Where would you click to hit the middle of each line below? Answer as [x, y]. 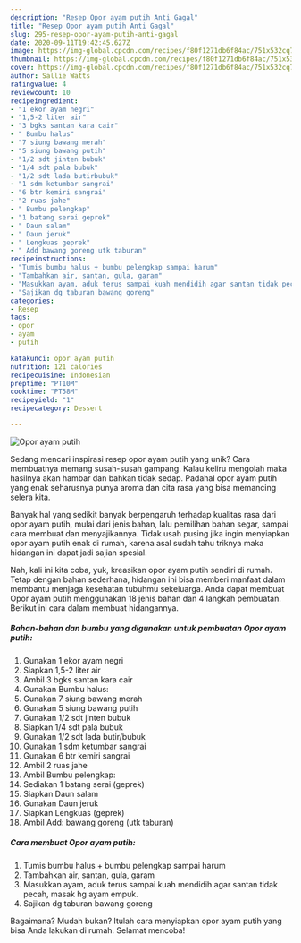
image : [22, 51]
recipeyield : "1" [42, 400]
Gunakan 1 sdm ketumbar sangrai [84, 746]
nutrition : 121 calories [56, 367]
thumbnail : [30, 59]
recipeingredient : [44, 101]
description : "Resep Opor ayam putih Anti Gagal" [105, 17]
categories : [32, 301]
